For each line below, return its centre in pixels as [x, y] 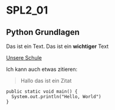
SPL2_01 [27, 10]
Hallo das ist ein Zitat [46, 81]
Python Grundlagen [43, 32]
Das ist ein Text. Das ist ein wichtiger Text [57, 46]
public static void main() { [42, 92]
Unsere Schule [24, 58]
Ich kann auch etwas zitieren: [42, 69]
